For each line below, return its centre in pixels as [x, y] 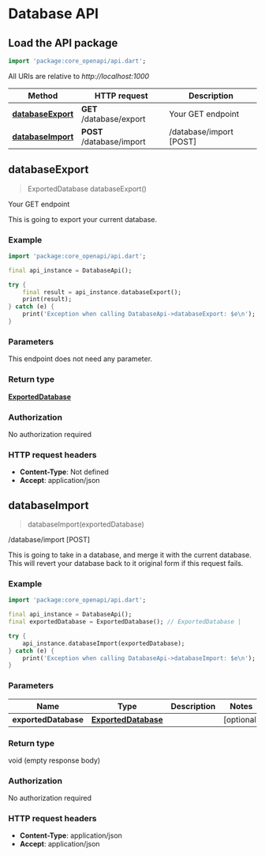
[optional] [242, 719]
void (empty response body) [54, 760]
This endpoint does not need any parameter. [80, 359]
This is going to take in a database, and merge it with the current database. [130, 555]
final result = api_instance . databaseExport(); [102, 292]
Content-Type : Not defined [64, 472]
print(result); [47, 300]
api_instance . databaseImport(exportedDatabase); [104, 643]
